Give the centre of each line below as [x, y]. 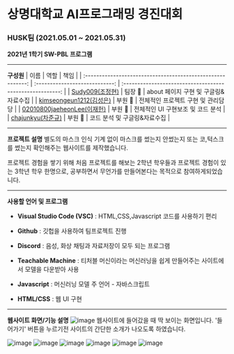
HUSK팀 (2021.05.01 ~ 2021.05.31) [67, 38]
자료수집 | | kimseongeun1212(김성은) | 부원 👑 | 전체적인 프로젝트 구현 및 [107, 100]
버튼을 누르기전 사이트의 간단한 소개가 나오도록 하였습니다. [107, 329]
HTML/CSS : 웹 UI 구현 [49, 299]
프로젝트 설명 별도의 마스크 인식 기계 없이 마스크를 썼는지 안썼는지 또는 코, [107, 139]
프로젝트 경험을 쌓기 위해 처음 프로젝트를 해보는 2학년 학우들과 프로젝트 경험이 [113, 163]
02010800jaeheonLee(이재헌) [64, 109]
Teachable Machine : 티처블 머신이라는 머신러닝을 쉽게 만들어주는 [109, 261]
